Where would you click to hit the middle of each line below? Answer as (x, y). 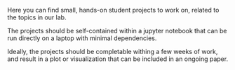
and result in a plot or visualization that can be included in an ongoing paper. (118, 59)
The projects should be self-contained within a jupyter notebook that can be (117, 31)
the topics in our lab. (37, 17)
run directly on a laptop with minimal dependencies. (82, 38)
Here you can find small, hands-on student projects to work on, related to (113, 10)
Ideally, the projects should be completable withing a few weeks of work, (113, 52)
